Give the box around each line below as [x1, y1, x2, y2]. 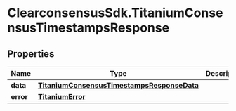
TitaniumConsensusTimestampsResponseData [37, 81, 199, 90]
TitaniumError [37, 92, 86, 101]
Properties [7, 48, 55, 60]
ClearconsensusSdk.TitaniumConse [7, 5, 223, 21]
